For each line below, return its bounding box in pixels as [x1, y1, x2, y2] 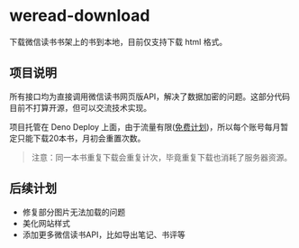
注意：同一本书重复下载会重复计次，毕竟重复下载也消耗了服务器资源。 [31, 152, 293, 162]
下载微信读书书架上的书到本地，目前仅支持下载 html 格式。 [9, 36, 228, 47]
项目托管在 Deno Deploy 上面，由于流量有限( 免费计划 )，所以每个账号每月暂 [9, 121, 289, 132]
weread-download [9, 5, 150, 26]
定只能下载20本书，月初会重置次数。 [9, 133, 146, 143]
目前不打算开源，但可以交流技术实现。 [9, 102, 151, 113]
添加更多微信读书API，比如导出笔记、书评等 [22, 229, 186, 240]
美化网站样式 [22, 217, 70, 228]
